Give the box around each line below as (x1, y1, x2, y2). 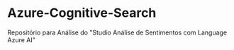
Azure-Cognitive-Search (7, 5, 157, 21)
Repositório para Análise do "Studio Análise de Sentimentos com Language (7, 28, 228, 37)
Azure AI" (7, 35, 35, 44)
